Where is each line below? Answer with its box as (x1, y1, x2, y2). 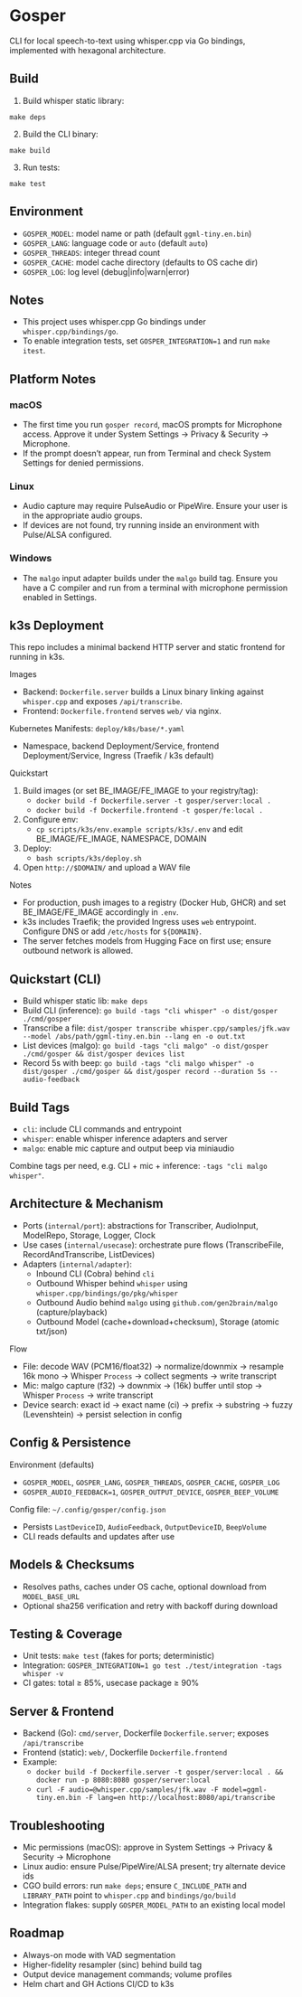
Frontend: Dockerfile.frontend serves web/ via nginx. (22, 706, 222, 717)
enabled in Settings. (22, 591, 98, 602)
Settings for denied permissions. (22, 457, 145, 468)
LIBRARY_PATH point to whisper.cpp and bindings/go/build (22, 1889, 237, 1900)
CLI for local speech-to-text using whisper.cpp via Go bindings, (9, 35, 246, 46)
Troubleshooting (9, 1818, 106, 1833)
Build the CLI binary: (22, 128, 99, 139)
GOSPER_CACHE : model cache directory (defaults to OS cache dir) (22, 257, 259, 268)
